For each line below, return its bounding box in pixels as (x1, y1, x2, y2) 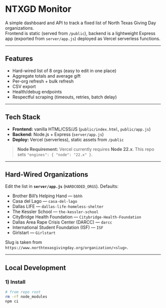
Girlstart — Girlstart (12, 230, 56, 236)
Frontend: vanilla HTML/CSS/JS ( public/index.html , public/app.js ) (12, 126, 151, 132)
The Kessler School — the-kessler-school (12, 209, 99, 215)
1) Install (5, 278, 26, 285)
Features (5, 54, 33, 63)
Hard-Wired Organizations (5, 170, 88, 178)
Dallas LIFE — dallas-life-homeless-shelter (12, 204, 104, 210)
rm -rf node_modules (5, 294, 48, 299)
